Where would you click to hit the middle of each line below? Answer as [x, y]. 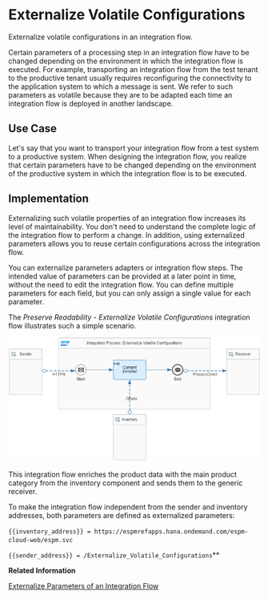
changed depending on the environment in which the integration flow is [126, 61]
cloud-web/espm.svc [41, 541]
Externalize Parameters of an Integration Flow [84, 586]
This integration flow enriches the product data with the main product [123, 475]
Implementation [49, 199]
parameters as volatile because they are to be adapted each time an [120, 94]
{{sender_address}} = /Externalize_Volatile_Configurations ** [114, 555]
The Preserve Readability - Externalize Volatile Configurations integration [129, 317]
